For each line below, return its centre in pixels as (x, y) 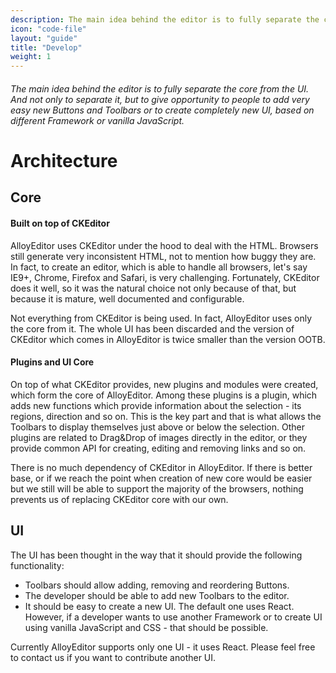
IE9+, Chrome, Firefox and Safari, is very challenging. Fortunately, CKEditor (165, 277)
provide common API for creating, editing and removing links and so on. (158, 448)
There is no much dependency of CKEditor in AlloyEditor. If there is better (161, 467)
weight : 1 (31, 57)
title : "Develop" (46, 47)
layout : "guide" (44, 38)
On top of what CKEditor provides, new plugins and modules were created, (164, 384)
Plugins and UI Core (52, 362)
